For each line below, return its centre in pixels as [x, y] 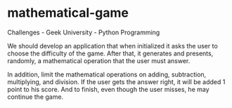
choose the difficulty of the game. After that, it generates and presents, [110, 53]
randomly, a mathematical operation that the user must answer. [99, 60]
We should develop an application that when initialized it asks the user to [112, 46]
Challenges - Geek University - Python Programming [84, 32]
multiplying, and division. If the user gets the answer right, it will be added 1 [116, 81]
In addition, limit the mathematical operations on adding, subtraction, [107, 74]
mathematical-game [68, 13]
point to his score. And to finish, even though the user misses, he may [108, 89]
